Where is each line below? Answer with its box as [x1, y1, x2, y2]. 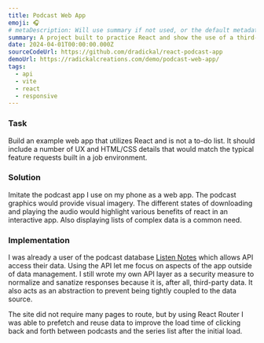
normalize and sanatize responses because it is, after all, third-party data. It [8, 278, 253, 287]
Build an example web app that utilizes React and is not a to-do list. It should [8, 135, 255, 146]
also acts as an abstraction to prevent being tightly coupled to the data [8, 286, 237, 296]
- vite [15, 77, 37, 85]
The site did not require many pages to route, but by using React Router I [8, 310, 244, 319]
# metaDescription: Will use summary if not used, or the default [8, 26, 230, 34]
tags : [8, 63, 26, 71]
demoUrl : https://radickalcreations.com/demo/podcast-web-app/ [8, 56, 220, 64]
